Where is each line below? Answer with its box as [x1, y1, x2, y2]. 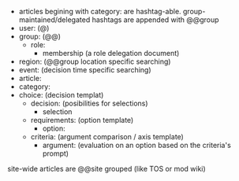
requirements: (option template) [30, 116, 134, 124]
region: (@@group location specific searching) [18, 57, 171, 66]
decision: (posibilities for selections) [30, 98, 148, 108]
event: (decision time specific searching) [18, 65, 151, 74]
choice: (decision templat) [18, 90, 104, 99]
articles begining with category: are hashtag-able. [18, 7, 182, 16]
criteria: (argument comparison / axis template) [30, 132, 185, 141]
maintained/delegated [18, 15, 91, 24]
